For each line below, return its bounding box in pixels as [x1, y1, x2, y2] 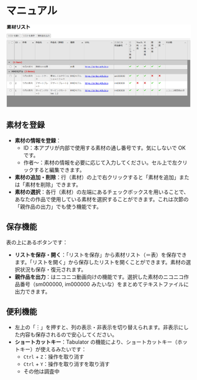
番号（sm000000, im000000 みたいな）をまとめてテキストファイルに [19, 281, 189, 288]
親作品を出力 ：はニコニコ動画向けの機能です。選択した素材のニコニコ [14, 273, 184, 280]
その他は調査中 [23, 368, 60, 375]
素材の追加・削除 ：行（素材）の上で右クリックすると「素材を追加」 [14, 174, 179, 181]
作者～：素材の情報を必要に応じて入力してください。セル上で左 [23, 159, 178, 166]
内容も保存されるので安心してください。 [19, 331, 117, 338]
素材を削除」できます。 [25, 181, 81, 188]
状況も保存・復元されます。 [19, 266, 87, 273]
